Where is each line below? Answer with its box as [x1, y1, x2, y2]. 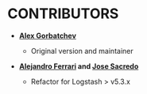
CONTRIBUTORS [7, 5, 119, 23]
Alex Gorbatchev [18, 31, 77, 40]
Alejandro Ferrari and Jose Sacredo [18, 61, 139, 71]
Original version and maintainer [30, 46, 133, 55]
